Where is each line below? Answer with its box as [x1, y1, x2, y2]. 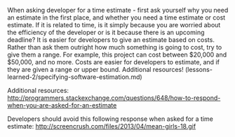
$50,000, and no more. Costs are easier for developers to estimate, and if [7, 58, 220, 66]
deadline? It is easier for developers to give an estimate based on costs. [7, 36, 215, 44]
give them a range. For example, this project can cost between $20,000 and [7, 50, 227, 59]
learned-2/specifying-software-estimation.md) [7, 73, 142, 81]
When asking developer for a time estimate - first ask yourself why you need [7, 6, 229, 14]
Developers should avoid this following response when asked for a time [7, 115, 214, 123]
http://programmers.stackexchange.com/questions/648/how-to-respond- [7, 94, 221, 102]
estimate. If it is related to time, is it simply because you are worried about [7, 21, 221, 29]
